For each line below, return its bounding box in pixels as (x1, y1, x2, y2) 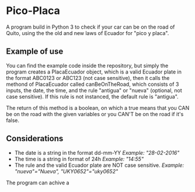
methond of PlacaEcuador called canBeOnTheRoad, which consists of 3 (6, 81, 179, 88)
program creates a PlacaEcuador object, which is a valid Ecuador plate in (6, 68, 182, 75)
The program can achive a (6, 179, 69, 186)
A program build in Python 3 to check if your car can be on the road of (6, 23, 175, 30)
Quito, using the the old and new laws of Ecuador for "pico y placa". (6, 29, 169, 36)
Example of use (6, 47, 64, 57)
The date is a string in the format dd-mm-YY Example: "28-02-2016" (14, 149, 180, 156)
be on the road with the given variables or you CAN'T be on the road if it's (6, 110, 184, 117)
